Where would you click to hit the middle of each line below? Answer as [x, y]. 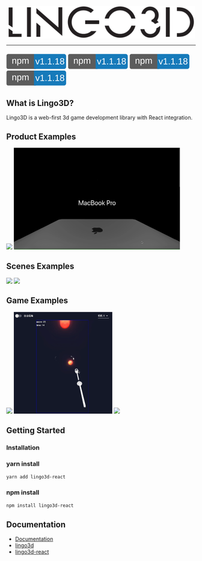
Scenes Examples [40, 267]
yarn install [23, 463]
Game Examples [37, 301]
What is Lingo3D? [40, 103]
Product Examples [41, 136]
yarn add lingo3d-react [36, 477]
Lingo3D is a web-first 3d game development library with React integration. [99, 118]
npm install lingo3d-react [40, 506]
